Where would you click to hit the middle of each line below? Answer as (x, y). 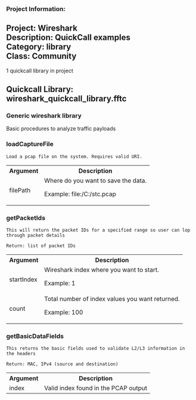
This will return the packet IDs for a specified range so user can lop (98, 230)
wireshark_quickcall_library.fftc (66, 99)
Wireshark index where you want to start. (102, 270)
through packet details (36, 236)
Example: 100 (64, 312)
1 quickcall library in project (40, 70)
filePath (20, 190)
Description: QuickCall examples (69, 38)
